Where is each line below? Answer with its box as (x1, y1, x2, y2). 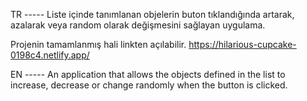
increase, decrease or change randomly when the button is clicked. (10, 79, 288, 91)
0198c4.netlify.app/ (10, 49, 90, 61)
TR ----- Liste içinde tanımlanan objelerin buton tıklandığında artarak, (10, 9, 295, 20)
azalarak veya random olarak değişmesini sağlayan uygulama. (10, 19, 266, 31)
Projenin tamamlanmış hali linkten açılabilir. (10, 39, 187, 50)
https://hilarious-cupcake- (188, 39, 297, 50)
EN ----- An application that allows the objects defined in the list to (10, 69, 286, 80)
